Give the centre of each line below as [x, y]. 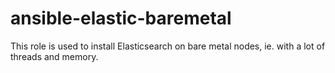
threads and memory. [54, 56]
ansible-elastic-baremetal [121, 18]
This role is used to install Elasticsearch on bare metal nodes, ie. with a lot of [168, 46]
